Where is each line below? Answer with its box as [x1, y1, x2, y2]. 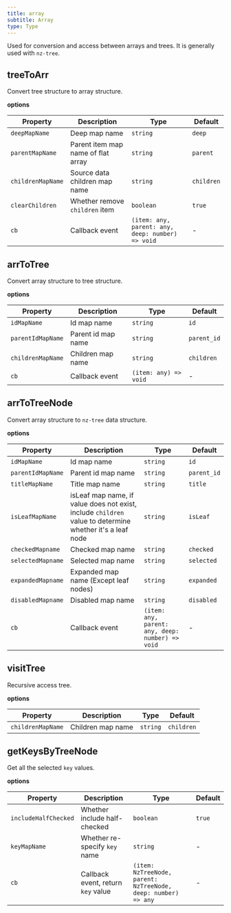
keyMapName [10, 843, 46, 850]
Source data [69, 168, 110, 178]
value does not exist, [69, 499, 137, 508]
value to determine [69, 516, 131, 526]
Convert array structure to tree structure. [7, 277, 123, 285]
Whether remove [69, 197, 125, 206]
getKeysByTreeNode [7, 746, 98, 758]
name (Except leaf [69, 575, 129, 585]
